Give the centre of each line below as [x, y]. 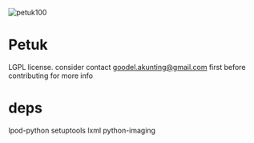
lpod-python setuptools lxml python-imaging [82, 130]
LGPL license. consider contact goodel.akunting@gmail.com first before [127, 67]
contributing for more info [51, 76]
